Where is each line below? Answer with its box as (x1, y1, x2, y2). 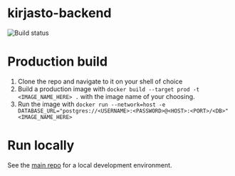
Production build (7, 53, 108, 70)
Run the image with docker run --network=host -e (17, 100, 166, 108)
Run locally (7, 138, 75, 154)
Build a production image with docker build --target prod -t (17, 84, 200, 93)
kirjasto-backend (7, 5, 112, 21)
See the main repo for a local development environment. (7, 160, 172, 169)
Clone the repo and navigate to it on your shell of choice (17, 77, 183, 86)
